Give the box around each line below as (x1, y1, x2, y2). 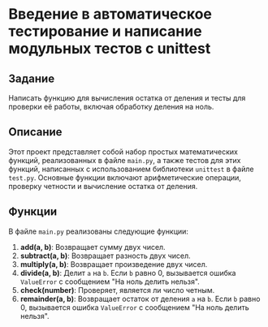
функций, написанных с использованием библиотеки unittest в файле (8, 164, 254, 174)
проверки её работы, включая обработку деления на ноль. (8, 102, 214, 111)
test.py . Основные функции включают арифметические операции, (8, 172, 242, 183)
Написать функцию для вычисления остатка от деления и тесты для (8, 93, 246, 102)
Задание (8, 71, 55, 85)
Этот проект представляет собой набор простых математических (8, 147, 238, 157)
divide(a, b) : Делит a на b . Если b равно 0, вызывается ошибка (19, 268, 236, 278)
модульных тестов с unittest (8, 40, 211, 58)
